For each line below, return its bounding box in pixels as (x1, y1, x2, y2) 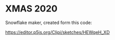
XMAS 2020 (5, 3, 58, 14)
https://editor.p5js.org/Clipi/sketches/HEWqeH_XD (5, 29, 110, 35)
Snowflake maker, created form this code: (5, 19, 92, 25)
